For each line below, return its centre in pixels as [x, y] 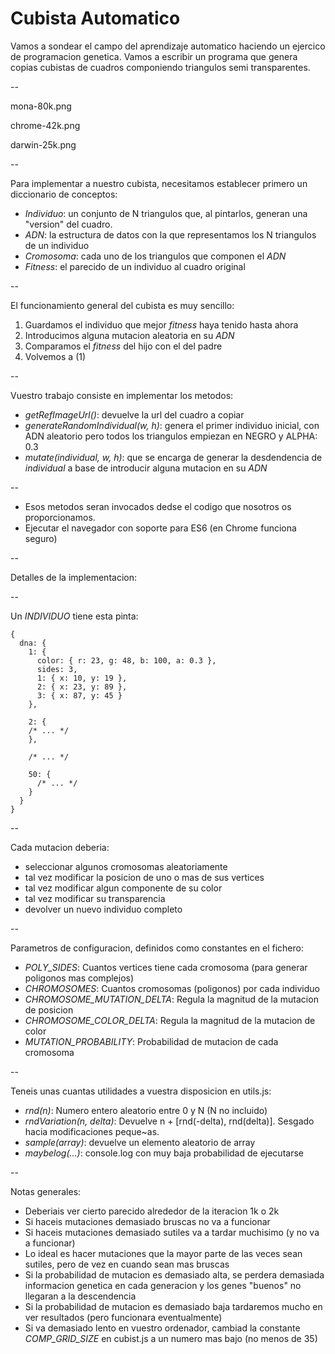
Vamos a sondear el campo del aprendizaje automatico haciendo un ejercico [168, 46]
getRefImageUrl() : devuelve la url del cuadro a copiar [134, 414]
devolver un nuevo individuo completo [103, 909]
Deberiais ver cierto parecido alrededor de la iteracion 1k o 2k [152, 1211]
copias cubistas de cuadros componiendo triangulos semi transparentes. [160, 67]
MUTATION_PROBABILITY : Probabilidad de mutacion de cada [151, 1041]
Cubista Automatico [95, 18]
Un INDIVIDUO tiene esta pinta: [74, 616]
